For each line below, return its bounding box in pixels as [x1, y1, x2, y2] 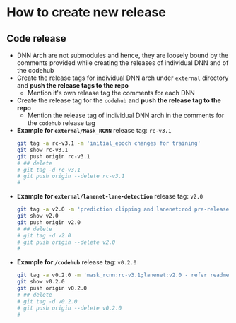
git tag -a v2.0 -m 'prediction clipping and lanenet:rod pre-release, [16, 206, 232, 213]
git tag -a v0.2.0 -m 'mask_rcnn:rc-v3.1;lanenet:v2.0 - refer [16, 271, 208, 279]
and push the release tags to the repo [16, 81, 129, 89]
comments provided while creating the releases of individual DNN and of [16, 59, 229, 67]
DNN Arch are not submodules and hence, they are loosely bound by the [16, 51, 229, 59]
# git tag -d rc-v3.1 [16, 166, 81, 173]
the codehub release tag [27, 119, 95, 127]
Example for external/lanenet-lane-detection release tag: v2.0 [16, 192, 203, 201]
